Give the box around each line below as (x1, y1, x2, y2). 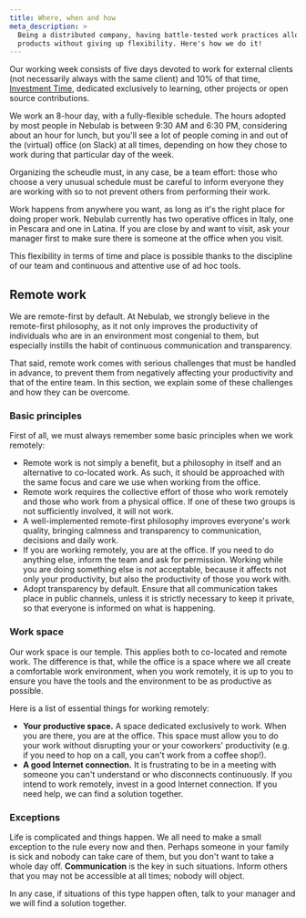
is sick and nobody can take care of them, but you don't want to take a (9, 851, 275, 861)
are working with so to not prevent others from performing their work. (9, 186, 270, 197)
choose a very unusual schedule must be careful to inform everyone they (9, 177, 284, 188)
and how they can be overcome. (9, 387, 130, 397)
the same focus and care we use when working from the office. (22, 477, 261, 488)
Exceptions (9, 810, 61, 823)
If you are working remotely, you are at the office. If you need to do (22, 544, 275, 556)
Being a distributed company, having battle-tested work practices (17, 30, 280, 39)
